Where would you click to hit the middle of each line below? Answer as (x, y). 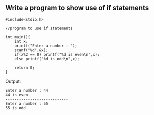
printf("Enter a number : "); (46, 46)
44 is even (17, 95)
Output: (13, 81)
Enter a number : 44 (27, 90)
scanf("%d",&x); (31, 50)
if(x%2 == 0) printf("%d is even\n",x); (57, 54)
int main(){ (18, 37)
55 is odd (16, 108)
